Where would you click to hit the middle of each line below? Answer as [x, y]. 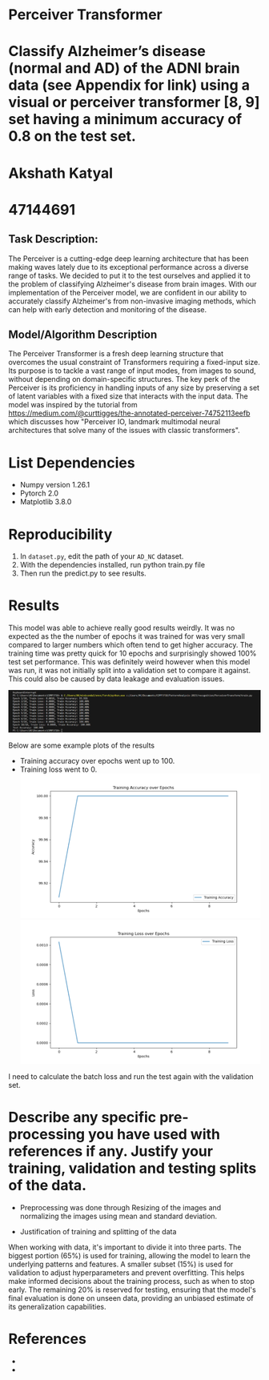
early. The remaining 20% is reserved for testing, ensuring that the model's [132, 1290]
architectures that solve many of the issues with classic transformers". [124, 431]
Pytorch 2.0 [39, 493]
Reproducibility [60, 534]
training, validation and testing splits [132, 1168]
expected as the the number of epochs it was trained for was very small [127, 636]
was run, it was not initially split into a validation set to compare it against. [129, 671]
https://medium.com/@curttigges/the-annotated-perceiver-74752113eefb [129, 413]
